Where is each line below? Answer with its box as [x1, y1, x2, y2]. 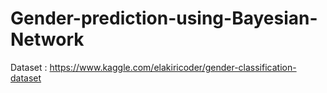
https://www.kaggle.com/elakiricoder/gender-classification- [49, 61, 297, 73]
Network [10, 28, 85, 51]
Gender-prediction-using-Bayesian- [10, 7, 318, 30]
